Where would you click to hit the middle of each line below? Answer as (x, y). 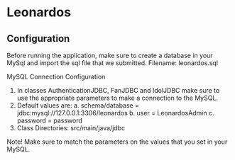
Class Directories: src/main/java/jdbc (71, 128)
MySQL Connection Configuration (56, 76)
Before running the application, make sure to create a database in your (110, 55)
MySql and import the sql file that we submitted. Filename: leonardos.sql (112, 63)
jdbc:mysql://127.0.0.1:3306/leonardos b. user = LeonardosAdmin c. (115, 113)
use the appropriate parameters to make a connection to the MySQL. (117, 98)
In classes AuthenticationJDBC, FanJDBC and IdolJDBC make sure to (118, 90)
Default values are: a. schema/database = (78, 105)
